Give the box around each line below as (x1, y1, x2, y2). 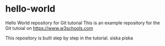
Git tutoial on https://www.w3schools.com (5, 25, 93, 31)
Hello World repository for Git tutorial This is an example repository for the (5, 20, 160, 26)
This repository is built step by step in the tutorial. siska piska (5, 35, 134, 41)
